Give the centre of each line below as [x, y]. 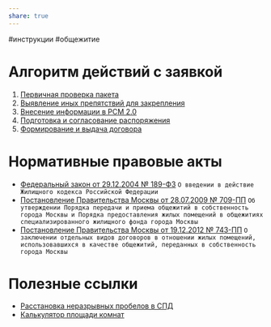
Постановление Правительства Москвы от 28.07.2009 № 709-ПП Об [138, 200]
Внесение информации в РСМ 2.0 [78, 111]
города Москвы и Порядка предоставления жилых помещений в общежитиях [142, 215]
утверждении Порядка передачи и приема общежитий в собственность [134, 208]
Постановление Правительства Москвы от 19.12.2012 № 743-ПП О [134, 230]
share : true [28, 16]
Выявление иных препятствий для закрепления [102, 103]
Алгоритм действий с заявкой [116, 72]
